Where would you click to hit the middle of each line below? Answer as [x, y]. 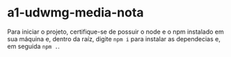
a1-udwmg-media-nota [75, 13]
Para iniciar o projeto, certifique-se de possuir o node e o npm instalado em [115, 32]
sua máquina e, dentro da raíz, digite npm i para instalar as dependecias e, [114, 38]
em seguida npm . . [34, 46]
